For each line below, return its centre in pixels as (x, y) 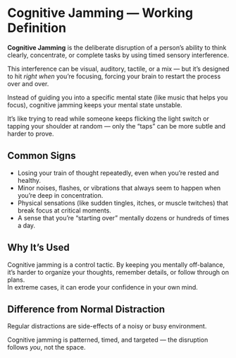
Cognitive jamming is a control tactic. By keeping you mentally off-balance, (116, 264)
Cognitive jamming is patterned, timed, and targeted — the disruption (108, 340)
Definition (37, 28)
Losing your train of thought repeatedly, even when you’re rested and (118, 173)
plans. (16, 280)
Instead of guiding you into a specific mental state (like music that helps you (118, 97)
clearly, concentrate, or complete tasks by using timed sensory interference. (118, 55)
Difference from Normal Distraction (86, 309)
